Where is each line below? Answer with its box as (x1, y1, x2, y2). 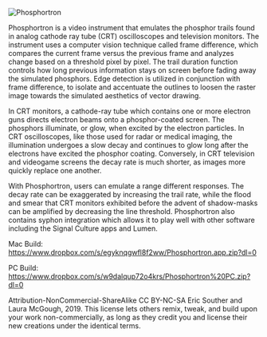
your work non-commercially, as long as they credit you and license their (8, 312, 248, 322)
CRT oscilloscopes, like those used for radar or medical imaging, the (8, 132, 233, 141)
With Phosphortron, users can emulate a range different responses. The (8, 181, 245, 191)
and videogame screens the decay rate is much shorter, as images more (8, 157, 245, 167)
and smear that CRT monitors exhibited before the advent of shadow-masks (8, 198, 258, 208)
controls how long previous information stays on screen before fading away (8, 65, 257, 75)
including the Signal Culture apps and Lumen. (8, 224, 158, 233)
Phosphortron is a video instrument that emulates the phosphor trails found (8, 23, 255, 32)
